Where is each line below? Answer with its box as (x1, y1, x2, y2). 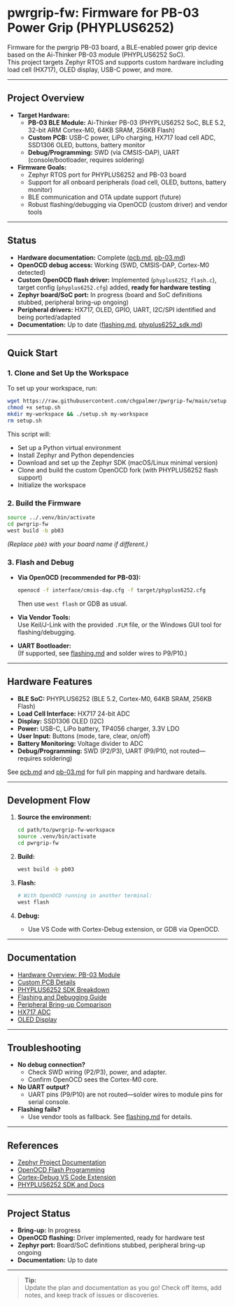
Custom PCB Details (17, 978, 76, 986)
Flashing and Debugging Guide (17, 993, 107, 1001)
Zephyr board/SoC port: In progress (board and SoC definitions (17, 290, 203, 299)
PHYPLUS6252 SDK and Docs (17, 1181, 105, 1189)
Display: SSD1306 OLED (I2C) (17, 716, 104, 725)
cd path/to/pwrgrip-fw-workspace (17, 827, 115, 834)
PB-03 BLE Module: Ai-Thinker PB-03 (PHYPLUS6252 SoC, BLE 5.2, (27, 118, 226, 127)
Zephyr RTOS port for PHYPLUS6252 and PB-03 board (27, 170, 187, 179)
